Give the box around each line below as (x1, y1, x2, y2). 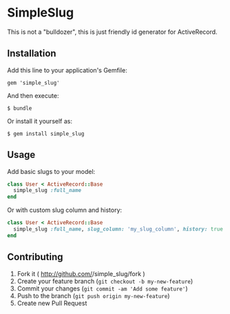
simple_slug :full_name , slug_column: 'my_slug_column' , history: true (13, 226, 224, 233)
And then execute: (7, 91, 59, 99)
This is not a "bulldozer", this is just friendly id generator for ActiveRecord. (7, 28, 218, 36)
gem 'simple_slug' (7, 79, 60, 86)
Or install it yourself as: (7, 117, 72, 125)
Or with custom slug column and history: (7, 206, 123, 215)
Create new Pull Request (17, 299, 87, 307)
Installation (7, 48, 56, 59)
